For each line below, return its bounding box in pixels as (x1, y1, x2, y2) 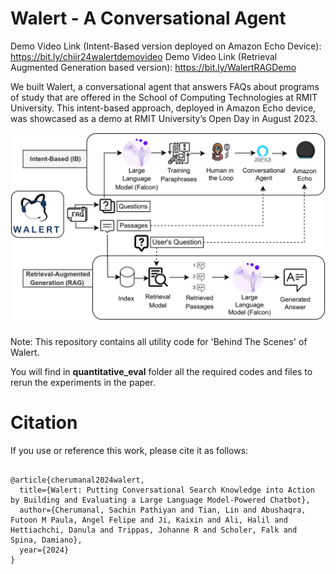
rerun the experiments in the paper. (10, 377, 156, 389)
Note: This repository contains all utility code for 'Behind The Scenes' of (10, 336, 308, 348)
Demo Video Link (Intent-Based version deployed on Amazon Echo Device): (10, 40, 322, 52)
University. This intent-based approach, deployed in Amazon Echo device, (10, 102, 317, 114)
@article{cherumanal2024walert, (10, 475, 145, 485)
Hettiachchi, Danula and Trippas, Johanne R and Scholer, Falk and (10, 525, 298, 535)
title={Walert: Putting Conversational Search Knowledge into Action (19, 485, 315, 495)
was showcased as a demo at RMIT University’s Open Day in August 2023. (10, 112, 318, 124)
